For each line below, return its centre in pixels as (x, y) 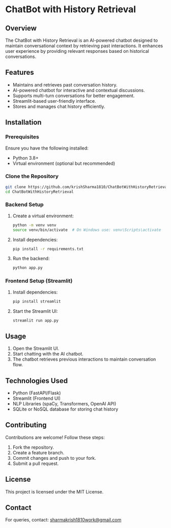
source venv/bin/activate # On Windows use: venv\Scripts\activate (87, 230)
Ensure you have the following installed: (47, 148)
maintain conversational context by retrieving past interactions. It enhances (84, 46)
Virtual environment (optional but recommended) (64, 163)
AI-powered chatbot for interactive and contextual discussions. (79, 90)
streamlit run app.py (35, 320)
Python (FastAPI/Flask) (37, 393)
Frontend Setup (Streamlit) (39, 281)
